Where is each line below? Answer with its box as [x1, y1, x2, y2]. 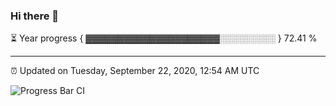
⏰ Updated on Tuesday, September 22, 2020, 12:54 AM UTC [10, 65, 260, 77]
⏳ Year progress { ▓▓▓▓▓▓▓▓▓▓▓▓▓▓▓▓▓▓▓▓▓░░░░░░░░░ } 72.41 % [10, 32, 318, 44]
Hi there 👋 [10, 9, 60, 23]
